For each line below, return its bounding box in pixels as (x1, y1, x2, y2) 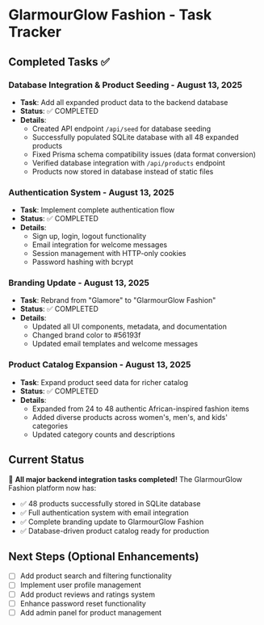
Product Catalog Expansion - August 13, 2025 (8, 359, 191, 371)
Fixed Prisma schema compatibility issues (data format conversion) (31, 149, 257, 159)
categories (31, 421, 69, 430)
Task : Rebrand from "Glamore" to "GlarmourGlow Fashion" (19, 296, 216, 305)
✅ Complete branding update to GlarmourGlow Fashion (19, 517, 204, 526)
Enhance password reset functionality (19, 598, 147, 608)
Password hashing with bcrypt (31, 257, 134, 267)
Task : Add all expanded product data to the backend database (19, 97, 228, 107)
